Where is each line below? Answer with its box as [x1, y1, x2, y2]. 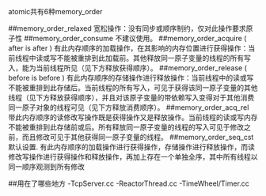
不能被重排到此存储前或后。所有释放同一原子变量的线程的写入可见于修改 [8, 122, 244, 132]
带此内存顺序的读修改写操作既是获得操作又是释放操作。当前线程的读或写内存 [8, 113, 258, 122]
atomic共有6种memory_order [8, 7, 103, 16]
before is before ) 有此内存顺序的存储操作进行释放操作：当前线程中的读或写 [8, 73, 254, 82]
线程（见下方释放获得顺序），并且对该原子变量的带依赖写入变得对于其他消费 [8, 93, 255, 102]
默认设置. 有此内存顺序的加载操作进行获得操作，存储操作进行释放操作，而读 [8, 142, 255, 152]
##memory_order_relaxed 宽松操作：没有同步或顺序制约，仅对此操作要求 [8, 24, 247, 33]
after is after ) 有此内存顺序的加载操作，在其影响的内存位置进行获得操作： [8, 43, 249, 53]
